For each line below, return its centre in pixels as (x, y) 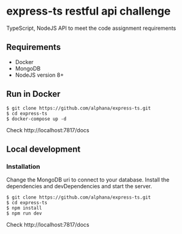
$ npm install (24, 208)
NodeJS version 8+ (39, 75)
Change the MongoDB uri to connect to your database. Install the (88, 180)
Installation (23, 166)
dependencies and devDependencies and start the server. (79, 186)
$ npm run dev (24, 214)
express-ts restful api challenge (89, 11)
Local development (44, 149)
